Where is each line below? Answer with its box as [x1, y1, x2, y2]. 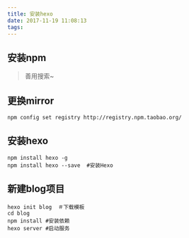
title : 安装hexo [7, 10, 53, 18]
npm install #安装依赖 [7, 217, 70, 225]
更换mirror [7, 94, 55, 107]
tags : [7, 23, 23, 31]
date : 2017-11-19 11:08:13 [7, 17, 87, 24]
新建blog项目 [7, 183, 65, 195]
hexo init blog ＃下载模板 [7, 203, 85, 210]
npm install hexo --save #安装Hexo [7, 161, 113, 169]
